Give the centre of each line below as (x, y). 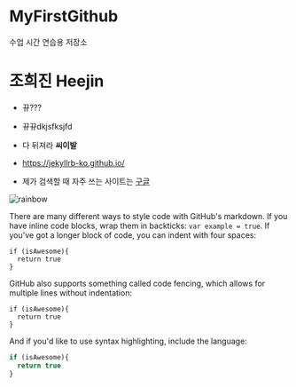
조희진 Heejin (57, 81)
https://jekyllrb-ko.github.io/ (74, 162)
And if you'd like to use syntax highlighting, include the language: (129, 341)
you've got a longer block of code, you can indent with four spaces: (133, 235)
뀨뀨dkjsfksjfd (47, 126)
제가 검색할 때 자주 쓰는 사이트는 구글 (86, 181)
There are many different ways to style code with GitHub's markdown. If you (148, 216)
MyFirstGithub (64, 16)
